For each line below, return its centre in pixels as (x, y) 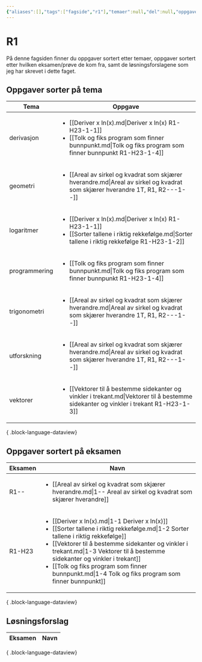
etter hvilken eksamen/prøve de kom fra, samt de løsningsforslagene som (97, 64)
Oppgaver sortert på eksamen (64, 451)
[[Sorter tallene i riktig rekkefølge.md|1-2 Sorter (121, 529)
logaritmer (24, 230)
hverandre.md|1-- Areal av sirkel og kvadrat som (122, 492)
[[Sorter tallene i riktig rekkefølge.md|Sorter (131, 234)
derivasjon (24, 138)
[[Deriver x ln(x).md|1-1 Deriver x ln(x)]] (110, 521)
